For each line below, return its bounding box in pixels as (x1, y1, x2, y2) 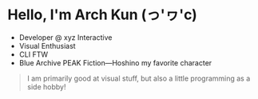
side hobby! (26, 81, 66, 91)
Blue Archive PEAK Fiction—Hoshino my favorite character (18, 57, 212, 67)
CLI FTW (18, 49, 49, 59)
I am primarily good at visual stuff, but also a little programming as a (26, 73, 251, 83)
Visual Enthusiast (18, 41, 77, 50)
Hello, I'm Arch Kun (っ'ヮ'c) (7, 6, 197, 24)
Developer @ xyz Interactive (18, 32, 113, 42)
